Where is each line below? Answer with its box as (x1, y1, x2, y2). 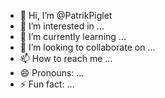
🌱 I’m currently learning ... (19, 31, 127, 42)
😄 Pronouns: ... (19, 67, 85, 79)
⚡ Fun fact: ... (19, 78, 75, 90)
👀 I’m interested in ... (19, 20, 105, 32)
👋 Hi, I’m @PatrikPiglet (19, 10, 113, 21)
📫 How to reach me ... (19, 53, 113, 64)
